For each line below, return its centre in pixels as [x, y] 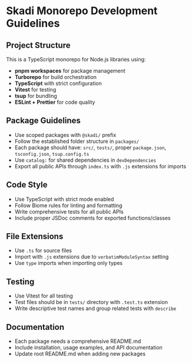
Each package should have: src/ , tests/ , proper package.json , [90, 147]
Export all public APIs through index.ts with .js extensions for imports [100, 166]
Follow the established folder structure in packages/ [77, 141]
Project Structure [38, 45]
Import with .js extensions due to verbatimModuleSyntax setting [92, 257]
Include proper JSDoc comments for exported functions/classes [92, 218]
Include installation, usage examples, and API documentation [89, 348]
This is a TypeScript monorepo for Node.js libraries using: [76, 59]
